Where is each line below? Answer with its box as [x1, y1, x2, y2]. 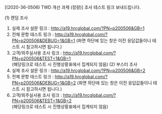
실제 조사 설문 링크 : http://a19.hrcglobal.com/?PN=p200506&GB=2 [11, 68, 146, 73]
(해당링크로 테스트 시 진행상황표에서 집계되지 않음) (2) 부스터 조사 [11, 61, 138, 67]
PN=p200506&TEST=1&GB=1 [11, 56, 71, 61]
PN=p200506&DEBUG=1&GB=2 [11, 80, 77, 85]
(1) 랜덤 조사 [4, 15, 28, 21]
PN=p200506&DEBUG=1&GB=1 [11, 38, 76, 43]
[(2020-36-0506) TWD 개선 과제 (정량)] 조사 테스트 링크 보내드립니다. [4, 4, 141, 10]
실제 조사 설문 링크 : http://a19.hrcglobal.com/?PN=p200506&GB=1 [11, 25, 145, 31]
